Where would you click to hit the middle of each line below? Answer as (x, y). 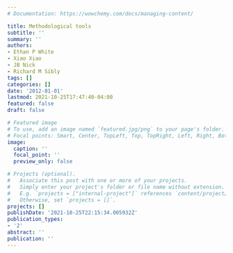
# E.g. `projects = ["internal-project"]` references (89, 193)
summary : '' (24, 39)
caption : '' (31, 149)
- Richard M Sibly (34, 71)
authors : (20, 46)
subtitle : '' (26, 33)
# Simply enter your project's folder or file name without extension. (116, 187)
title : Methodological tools (49, 26)
